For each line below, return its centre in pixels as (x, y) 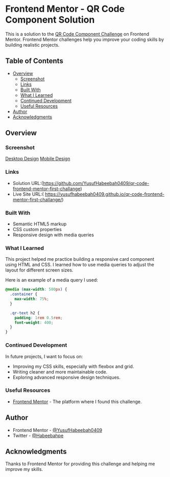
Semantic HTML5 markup (40, 224)
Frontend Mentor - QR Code (65, 9)
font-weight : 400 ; (34, 323)
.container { (24, 294)
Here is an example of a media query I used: (52, 280)
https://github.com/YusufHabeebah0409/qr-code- (96, 183)
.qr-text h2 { (25, 313)
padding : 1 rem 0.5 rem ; (39, 318)
